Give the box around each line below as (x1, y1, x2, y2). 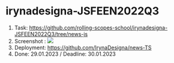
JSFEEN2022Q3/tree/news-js (14, 30, 88, 37)
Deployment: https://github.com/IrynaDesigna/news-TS (14, 44, 152, 51)
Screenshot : (14, 37, 46, 44)
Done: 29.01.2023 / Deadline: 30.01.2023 (14, 50, 116, 58)
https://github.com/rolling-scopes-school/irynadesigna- (29, 24, 168, 31)
